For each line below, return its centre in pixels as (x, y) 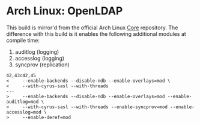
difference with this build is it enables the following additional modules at (96, 33)
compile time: (23, 40)
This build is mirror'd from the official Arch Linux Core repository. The (92, 28)
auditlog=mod (23, 102)
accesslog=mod (24, 112)
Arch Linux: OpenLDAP (65, 11)
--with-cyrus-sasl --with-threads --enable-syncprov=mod (95, 107)
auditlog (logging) (37, 51)
